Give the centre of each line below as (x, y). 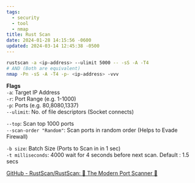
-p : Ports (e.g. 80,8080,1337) (42, 105)
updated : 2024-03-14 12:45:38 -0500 (53, 46)
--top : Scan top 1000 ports (40, 123)
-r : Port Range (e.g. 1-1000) (41, 99)
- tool (20, 23)
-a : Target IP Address (33, 92)
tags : (13, 12)
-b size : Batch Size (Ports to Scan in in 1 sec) (64, 148)
